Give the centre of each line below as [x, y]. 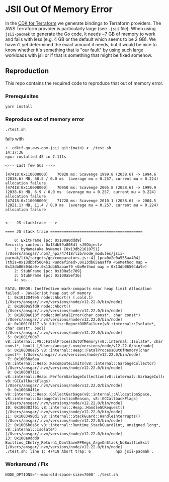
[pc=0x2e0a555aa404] [119, 258]
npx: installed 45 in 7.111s [36, 157]
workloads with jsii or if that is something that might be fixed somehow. [79, 55]
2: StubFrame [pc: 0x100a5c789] [48, 271]
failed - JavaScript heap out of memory [48, 293]
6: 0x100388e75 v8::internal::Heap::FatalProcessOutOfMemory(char [78, 350]
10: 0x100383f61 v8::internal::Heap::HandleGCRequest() [65, 408]
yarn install [19, 107]
